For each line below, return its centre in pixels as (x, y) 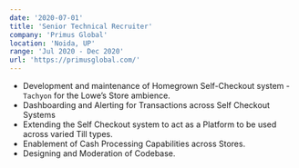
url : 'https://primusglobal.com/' (75, 60)
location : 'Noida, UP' (52, 43)
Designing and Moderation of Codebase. (99, 153)
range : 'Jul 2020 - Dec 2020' (67, 52)
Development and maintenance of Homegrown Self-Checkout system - (156, 86)
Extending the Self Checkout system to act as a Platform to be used (149, 124)
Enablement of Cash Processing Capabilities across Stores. (134, 143)
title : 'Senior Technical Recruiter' (81, 26)
